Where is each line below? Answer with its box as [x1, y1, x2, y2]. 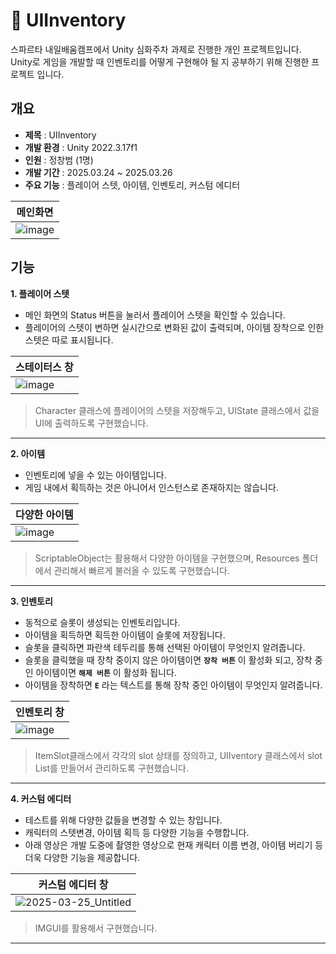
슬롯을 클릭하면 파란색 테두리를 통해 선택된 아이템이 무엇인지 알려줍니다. [24, 641, 306, 653]
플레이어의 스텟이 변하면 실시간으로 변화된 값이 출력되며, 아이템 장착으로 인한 [24, 321, 325, 333]
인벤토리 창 [15, 705, 65, 719]
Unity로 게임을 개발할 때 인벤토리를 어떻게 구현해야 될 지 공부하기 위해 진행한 [10, 55, 310, 68]
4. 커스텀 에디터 [10, 792, 72, 804]
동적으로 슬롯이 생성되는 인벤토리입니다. [24, 616, 181, 628]
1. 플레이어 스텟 [10, 287, 70, 299]
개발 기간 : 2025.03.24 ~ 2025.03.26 [24, 166, 173, 178]
